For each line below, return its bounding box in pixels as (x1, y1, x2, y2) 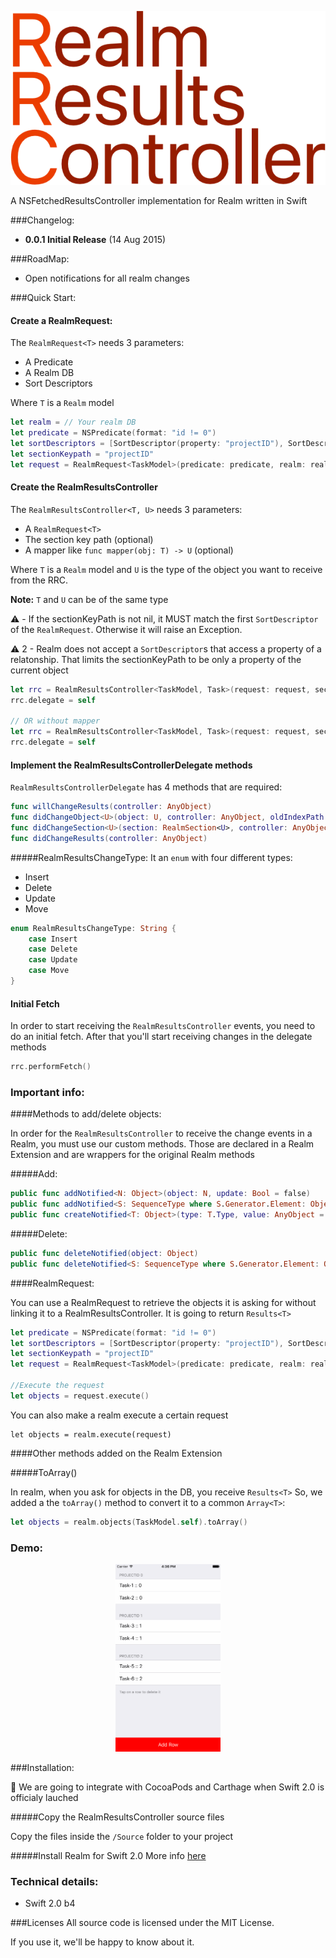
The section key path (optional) (24, 533, 154, 545)
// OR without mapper (10, 716, 101, 726)
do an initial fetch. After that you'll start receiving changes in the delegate (10, 1031, 313, 1043)
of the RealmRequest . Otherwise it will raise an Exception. (10, 623, 243, 635)
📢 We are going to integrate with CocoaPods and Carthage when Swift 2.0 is (10, 1781, 325, 1793)
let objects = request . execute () (10, 1391, 150, 1401)
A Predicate (24, 356, 74, 368)
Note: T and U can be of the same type (10, 593, 169, 605)
